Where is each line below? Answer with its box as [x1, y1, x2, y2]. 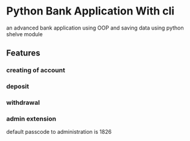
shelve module [6, 30, 43, 37]
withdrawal [6, 98, 40, 107]
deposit [6, 83, 29, 91]
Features [6, 48, 40, 58]
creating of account [6, 66, 65, 75]
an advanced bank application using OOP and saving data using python [6, 24, 184, 31]
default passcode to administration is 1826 [6, 128, 112, 136]
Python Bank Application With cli [6, 4, 175, 18]
